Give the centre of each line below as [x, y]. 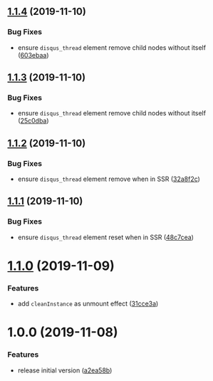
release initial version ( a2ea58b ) [65, 370]
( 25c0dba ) [33, 121]
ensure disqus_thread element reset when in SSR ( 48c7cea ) [106, 237]
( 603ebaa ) [33, 55]
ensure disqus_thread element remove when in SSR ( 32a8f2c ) [109, 179]
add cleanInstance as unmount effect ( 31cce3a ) [88, 304]
